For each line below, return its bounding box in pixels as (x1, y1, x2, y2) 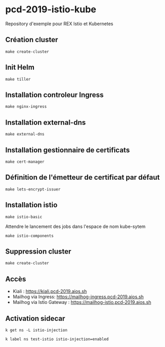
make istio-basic (5, 214, 43, 219)
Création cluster (5, 35, 58, 44)
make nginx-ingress (5, 104, 47, 109)
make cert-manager (5, 159, 45, 164)
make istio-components (5, 233, 54, 238)
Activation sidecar (5, 314, 66, 323)
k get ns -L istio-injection (5, 327, 68, 333)
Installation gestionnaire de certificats (5, 145, 130, 155)
